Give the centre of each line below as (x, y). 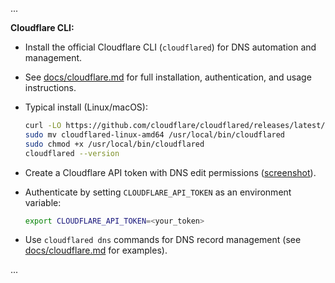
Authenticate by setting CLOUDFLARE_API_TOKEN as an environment (158, 192)
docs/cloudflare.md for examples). (96, 250)
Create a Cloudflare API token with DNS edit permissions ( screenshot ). (170, 172)
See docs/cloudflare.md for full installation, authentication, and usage (168, 77)
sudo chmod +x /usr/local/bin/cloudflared (114, 144)
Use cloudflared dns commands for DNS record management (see (163, 240)
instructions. (50, 87)
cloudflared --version (72, 153)
